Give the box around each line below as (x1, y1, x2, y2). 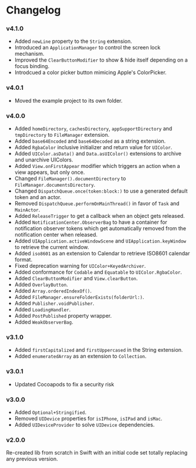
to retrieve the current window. (14, 244, 89, 251)
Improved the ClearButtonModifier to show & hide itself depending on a (14, 56, 188, 63)
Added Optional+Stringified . (14, 409, 87, 416)
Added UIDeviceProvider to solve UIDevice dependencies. (14, 421, 155, 428)
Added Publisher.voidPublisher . (14, 300, 94, 307)
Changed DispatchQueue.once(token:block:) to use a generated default (14, 187, 188, 194)
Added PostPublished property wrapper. (14, 312, 112, 319)
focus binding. (14, 63, 50, 70)
